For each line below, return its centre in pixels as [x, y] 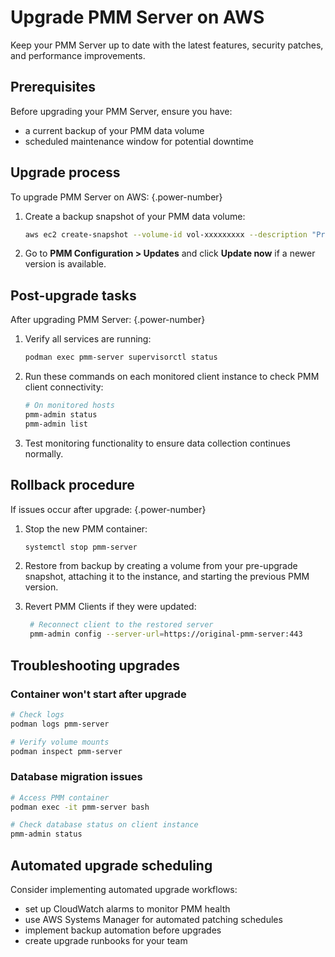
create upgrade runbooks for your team [106, 940]
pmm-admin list [56, 424]
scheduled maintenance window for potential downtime [139, 141]
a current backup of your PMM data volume [114, 130]
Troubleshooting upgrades [95, 665]
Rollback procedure [72, 485]
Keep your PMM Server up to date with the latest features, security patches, [167, 45]
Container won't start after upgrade [98, 694]
